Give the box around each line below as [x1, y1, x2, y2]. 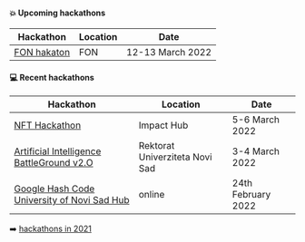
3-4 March [231, 145, 280, 158]
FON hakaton [14, 46, 71, 59]
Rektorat [138, 140, 175, 152]
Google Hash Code [14, 182, 95, 195]
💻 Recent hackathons [9, 72, 95, 82]
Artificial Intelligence [14, 145, 102, 158]
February [231, 189, 271, 201]
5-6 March [231, 113, 280, 126]
